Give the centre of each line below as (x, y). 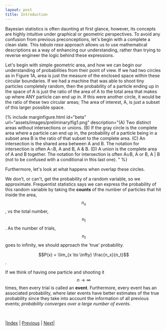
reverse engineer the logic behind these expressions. (60, 55)
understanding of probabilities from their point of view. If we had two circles (83, 70)
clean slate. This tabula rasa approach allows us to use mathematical (76, 44)
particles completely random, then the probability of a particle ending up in (82, 86)
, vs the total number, (27, 211)
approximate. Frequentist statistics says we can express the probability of (81, 184)
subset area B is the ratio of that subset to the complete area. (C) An (75, 138)
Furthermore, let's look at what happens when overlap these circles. (75, 169)
